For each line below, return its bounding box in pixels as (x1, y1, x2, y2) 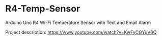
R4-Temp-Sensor (5, 3, 80, 14)
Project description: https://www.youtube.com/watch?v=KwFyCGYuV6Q (5, 29, 157, 35)
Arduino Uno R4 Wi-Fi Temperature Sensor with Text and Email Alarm (5, 19, 151, 25)
